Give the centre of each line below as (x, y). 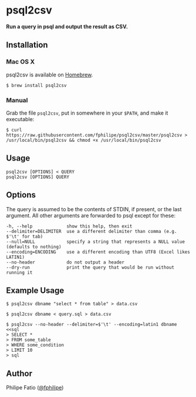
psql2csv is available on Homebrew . (50, 75)
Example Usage (35, 290)
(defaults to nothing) (34, 247)
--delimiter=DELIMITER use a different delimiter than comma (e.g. (92, 231)
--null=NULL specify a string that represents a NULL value (95, 242)
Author (19, 373)
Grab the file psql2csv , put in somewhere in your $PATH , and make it (87, 113)
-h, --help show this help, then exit (69, 226)
